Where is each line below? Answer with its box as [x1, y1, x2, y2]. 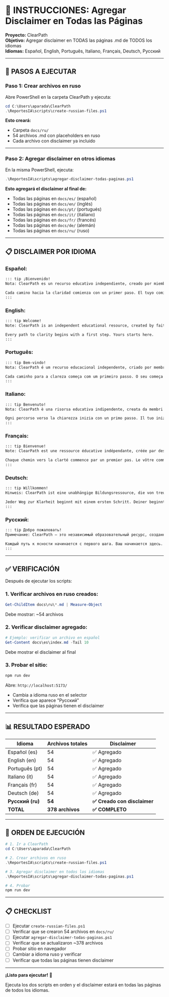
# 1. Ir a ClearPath [5, 842, 49, 847]
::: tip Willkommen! [5, 486, 49, 491]
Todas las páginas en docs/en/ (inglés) [12, 201, 93, 207]
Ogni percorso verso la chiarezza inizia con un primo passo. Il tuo [5, 416, 154, 421]
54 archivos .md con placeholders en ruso [12, 133, 101, 139]
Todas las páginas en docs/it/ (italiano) [12, 211, 96, 217]
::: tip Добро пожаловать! [5, 528, 62, 533]
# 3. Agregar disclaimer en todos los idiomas [5, 869, 105, 874]
